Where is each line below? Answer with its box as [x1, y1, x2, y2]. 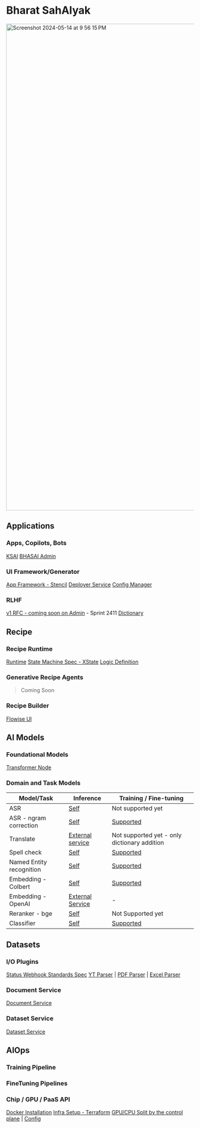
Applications [6, 521, 55, 531]
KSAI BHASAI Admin [6, 552, 57, 560]
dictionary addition [111, 838, 165, 847]
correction [9, 822, 39, 830]
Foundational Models [6, 750, 68, 758]
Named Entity [9, 858, 48, 866]
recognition [9, 865, 42, 874]
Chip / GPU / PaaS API [6, 1095, 70, 1104]
